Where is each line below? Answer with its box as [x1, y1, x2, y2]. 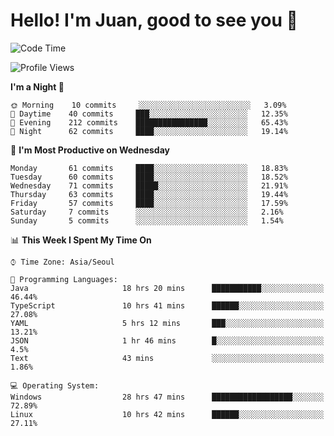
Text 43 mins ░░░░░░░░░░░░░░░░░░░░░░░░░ [10, 353, 325, 363]
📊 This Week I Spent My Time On [10, 234, 152, 246]
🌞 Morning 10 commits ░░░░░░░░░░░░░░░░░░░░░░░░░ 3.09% [10, 100, 287, 110]
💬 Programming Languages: [10, 274, 118, 284]
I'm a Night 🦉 [10, 80, 65, 93]
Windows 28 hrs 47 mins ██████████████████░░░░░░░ [10, 392, 325, 402]
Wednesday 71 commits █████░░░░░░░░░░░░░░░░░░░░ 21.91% [10, 180, 288, 191]
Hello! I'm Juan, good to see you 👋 [10, 9, 298, 32]
